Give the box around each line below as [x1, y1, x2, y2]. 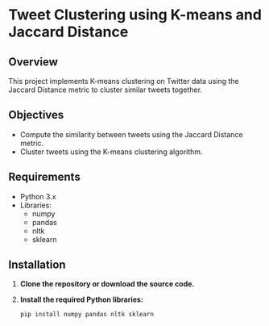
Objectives [8, 108, 64, 122]
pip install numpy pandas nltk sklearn [19, 311, 155, 319]
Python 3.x [19, 191, 56, 201]
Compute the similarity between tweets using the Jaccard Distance [19, 129, 243, 139]
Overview [8, 55, 59, 69]
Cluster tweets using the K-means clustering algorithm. [19, 147, 203, 157]
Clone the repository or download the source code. [19, 279, 195, 289]
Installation [8, 258, 66, 272]
